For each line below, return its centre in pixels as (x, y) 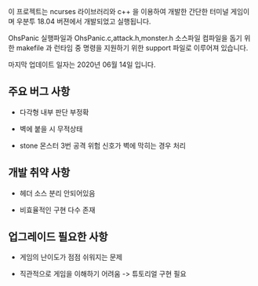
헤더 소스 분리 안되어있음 (57, 193)
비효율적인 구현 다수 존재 (57, 210)
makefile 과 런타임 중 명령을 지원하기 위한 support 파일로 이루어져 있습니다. (132, 48)
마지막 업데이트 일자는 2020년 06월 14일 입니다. (82, 64)
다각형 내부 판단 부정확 (54, 112)
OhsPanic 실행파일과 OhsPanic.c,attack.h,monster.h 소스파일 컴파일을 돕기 (125, 38)
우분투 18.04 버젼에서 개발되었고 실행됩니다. (84, 21)
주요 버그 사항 (39, 92)
